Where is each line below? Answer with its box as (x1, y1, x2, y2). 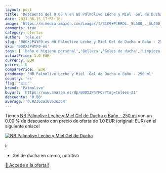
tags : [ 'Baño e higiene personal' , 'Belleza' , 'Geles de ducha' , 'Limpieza (5, 48, 161, 53)
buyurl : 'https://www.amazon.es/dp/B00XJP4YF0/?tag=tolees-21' (5, 90, 138, 95)
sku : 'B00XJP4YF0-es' (5, 44, 50, 49)
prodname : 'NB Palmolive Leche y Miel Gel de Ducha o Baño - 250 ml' (5, 72, 154, 77)
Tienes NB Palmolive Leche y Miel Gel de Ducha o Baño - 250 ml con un (5, 113, 152, 119)
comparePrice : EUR (5, 67, 45, 72)
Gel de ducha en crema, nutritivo (12, 153, 79, 159)
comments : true (5, 26, 37, 31)
